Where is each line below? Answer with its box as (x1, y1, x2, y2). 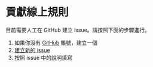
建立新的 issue (14, 46, 50, 54)
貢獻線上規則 (5, 5, 69, 19)
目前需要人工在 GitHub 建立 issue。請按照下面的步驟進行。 (5, 26, 151, 33)
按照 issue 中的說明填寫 (14, 54, 73, 61)
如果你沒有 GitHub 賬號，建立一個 (14, 39, 98, 46)
